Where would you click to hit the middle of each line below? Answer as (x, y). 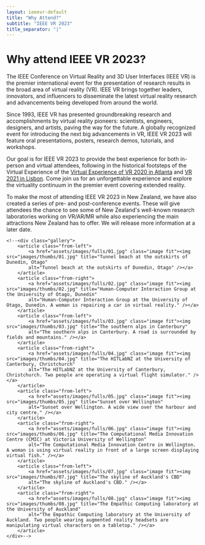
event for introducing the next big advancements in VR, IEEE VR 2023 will (99, 134)
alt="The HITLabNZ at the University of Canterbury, (97, 370)
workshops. (21, 147)
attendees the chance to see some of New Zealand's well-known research (100, 210)
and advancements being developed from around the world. (82, 102)
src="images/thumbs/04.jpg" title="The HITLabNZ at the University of (99, 359)
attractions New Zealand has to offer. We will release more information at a (101, 223)
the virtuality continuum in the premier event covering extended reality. (96, 185)
